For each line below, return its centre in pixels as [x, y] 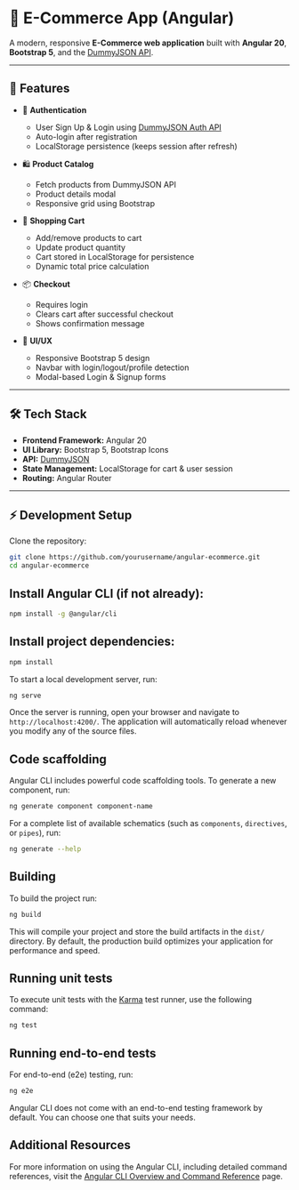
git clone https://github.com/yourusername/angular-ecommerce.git [135, 558]
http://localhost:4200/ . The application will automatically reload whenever [148, 722]
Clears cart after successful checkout [104, 314]
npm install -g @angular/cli [63, 614]
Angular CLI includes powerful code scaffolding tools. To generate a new [143, 781]
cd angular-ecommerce [49, 566]
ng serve [25, 696]
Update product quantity [81, 247]
